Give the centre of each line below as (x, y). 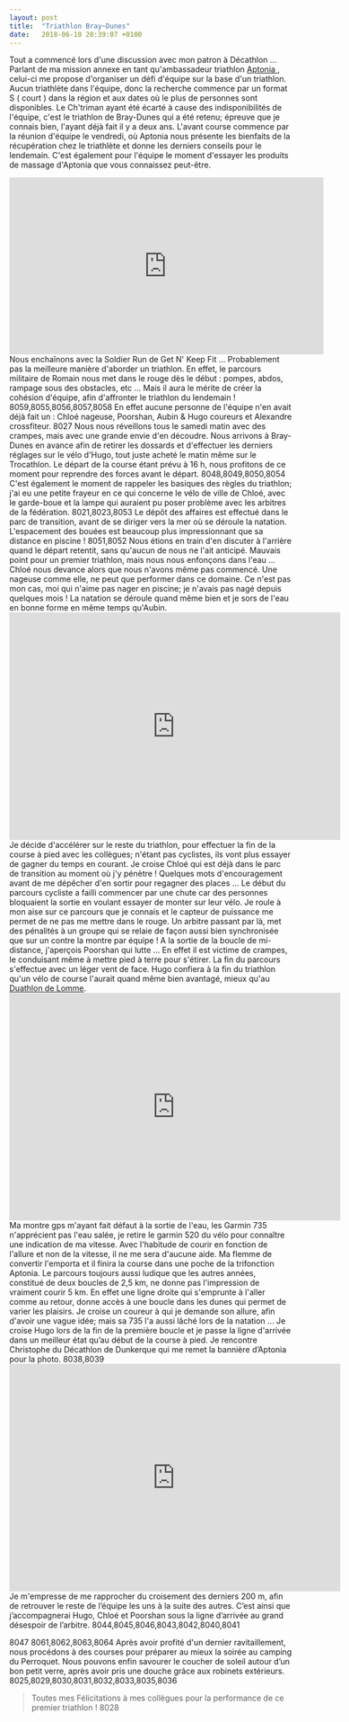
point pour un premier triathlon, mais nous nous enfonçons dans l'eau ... (143, 560)
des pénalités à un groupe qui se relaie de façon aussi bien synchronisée (144, 931)
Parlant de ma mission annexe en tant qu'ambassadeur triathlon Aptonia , (145, 69)
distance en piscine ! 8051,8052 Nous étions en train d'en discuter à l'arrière (150, 541)
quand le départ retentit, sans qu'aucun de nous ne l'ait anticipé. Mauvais (145, 550)
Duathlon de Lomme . (48, 988)
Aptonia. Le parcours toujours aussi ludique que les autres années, (133, 1273)
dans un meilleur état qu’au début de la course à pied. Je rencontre (133, 1340)
